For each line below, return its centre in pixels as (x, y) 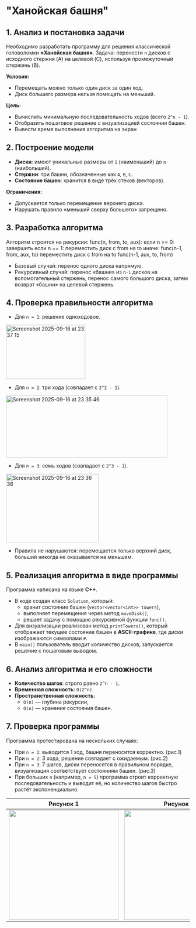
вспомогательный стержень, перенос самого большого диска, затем (101, 278)
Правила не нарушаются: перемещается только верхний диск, (93, 551)
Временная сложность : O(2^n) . (54, 690)
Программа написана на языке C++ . (52, 589)
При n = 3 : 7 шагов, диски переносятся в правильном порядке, (94, 764)
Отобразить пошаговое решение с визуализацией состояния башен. (100, 123)
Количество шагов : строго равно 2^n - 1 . (67, 683)
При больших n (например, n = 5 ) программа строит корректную (96, 777)
